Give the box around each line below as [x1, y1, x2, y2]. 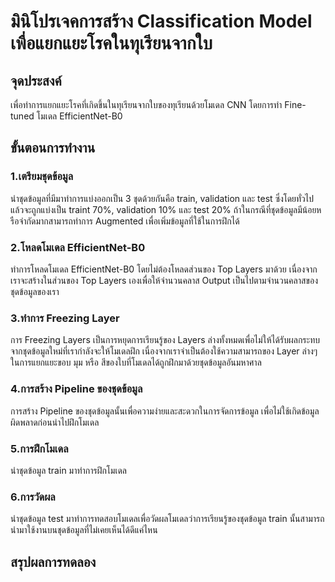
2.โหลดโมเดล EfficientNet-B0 [10, 240, 146, 254]
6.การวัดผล [10, 490, 56, 504]
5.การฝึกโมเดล [10, 441, 69, 455]
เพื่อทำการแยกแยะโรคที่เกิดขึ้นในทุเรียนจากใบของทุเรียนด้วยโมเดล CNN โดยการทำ [10, 99, 283, 110]
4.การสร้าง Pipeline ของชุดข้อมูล [10, 382, 143, 396]
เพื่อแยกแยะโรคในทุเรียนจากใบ [10, 32, 213, 55]
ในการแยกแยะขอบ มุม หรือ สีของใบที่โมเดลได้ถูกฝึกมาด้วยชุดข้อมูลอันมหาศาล [10, 356, 262, 369]
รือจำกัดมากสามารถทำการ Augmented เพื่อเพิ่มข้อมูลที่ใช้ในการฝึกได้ [10, 215, 240, 227]
